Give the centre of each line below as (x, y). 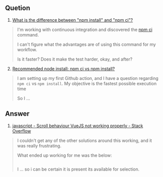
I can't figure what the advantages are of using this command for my (86, 44)
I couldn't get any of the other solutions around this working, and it (84, 141)
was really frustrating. (39, 145)
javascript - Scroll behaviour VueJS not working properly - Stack (78, 126)
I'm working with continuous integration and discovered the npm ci (85, 30)
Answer (17, 114)
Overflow (21, 131)
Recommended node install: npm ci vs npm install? (64, 69)
